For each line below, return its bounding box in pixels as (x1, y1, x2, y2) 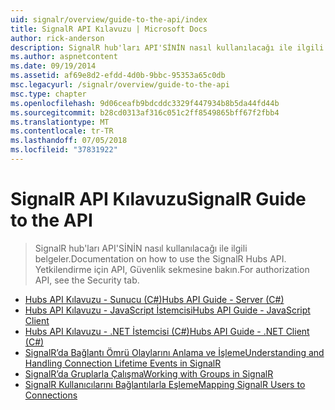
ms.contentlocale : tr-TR (10, 126, 114, 136)
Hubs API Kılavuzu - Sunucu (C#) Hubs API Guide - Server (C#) (24, 293, 285, 305)
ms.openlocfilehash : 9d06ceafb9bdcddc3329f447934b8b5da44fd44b (10, 98, 280, 108)
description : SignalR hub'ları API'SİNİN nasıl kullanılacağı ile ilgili (10, 42, 325, 53)
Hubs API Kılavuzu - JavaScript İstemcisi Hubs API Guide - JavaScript (24, 304, 311, 316)
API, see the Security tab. (34, 274, 140, 286)
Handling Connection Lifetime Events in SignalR (24, 357, 222, 369)
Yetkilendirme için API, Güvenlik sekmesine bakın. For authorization (34, 263, 310, 275)
